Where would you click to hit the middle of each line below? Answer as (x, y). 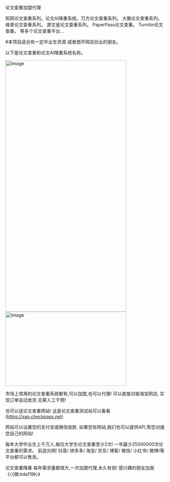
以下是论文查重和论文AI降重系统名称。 (45, 53)
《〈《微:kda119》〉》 (23, 474)
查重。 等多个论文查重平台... (35, 31)
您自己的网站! (20, 433)
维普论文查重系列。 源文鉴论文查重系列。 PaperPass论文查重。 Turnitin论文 (84, 25)
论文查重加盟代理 (23, 7)
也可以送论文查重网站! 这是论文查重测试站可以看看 (58, 411)
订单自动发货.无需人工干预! (38, 400)
